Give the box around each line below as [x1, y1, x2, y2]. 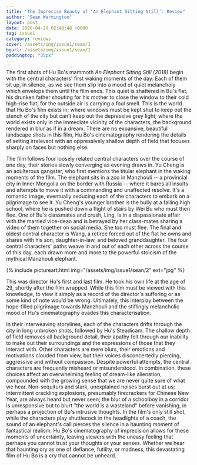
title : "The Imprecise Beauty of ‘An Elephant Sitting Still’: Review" [6, 8, 185, 15]
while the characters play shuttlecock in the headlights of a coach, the [6, 414, 176, 421]
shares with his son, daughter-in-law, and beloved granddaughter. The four [6, 236, 188, 243]
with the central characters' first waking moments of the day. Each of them [6, 75, 188, 82]
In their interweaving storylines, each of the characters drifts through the [6, 320, 182, 327]
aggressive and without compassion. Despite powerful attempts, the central [6, 358, 190, 365]
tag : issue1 [6, 31, 35, 36]
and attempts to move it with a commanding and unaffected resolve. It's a [6, 186, 185, 193]
